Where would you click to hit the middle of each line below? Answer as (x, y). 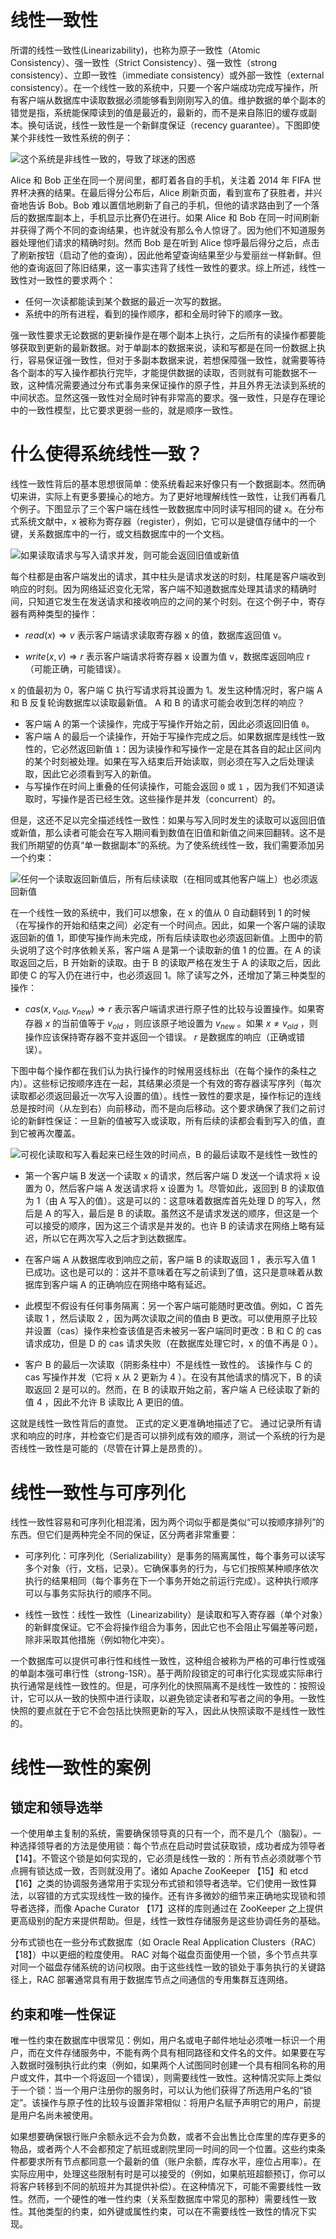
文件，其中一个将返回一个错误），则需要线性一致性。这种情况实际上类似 (174, 2078)
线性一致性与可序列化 (98, 1492)
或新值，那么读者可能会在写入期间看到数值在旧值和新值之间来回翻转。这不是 (168, 832)
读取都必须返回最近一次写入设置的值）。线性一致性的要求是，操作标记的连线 (166, 1096)
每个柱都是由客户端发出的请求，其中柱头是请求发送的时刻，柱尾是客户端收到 (168, 576)
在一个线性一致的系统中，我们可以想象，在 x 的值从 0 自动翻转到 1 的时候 (160, 912)
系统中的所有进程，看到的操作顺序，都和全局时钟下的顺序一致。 (156, 313)
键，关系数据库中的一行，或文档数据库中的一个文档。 (120, 533)
